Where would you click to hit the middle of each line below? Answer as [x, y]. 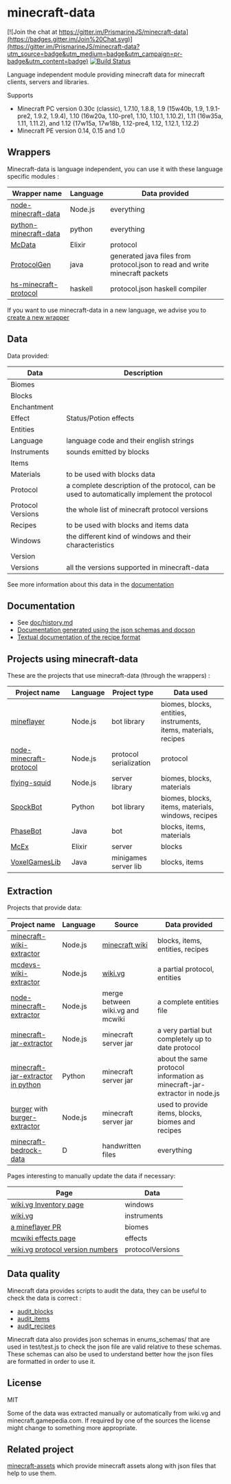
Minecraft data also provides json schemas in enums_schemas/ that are [109, 1339]
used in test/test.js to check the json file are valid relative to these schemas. [114, 1347]
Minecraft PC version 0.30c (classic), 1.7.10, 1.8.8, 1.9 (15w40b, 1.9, [111, 108]
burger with [29, 1109]
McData [23, 244]
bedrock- [26, 1150]
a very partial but [185, 1030]
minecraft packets [139, 273]
